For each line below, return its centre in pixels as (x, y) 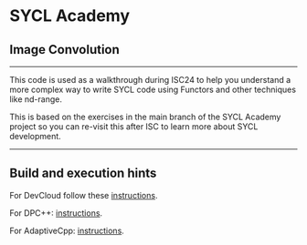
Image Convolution (65, 50)
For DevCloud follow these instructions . (84, 195)
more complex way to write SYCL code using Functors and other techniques (153, 89)
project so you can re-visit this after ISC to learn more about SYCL (134, 127)
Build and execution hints (83, 174)
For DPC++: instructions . (56, 213)
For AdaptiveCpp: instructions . (67, 230)
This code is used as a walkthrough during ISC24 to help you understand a (150, 80)
